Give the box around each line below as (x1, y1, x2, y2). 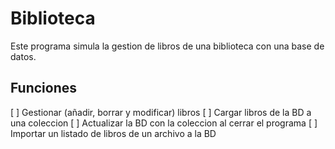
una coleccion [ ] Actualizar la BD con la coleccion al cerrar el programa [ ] (10, 117, 318, 129)
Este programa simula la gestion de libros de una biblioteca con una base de (10, 40, 325, 52)
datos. (10, 50, 37, 62)
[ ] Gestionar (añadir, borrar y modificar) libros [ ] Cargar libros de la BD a (10, 106, 312, 118)
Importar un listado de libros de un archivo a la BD (10, 127, 217, 139)
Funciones (10, 80, 78, 97)
